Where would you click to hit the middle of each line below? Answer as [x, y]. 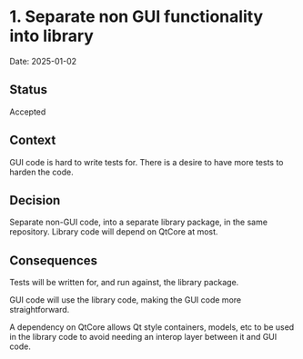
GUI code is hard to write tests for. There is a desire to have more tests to [146, 162]
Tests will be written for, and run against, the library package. [124, 283]
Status [29, 90]
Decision [35, 200]
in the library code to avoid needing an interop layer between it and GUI [143, 337]
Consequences [54, 260]
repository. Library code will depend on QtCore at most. [114, 232]
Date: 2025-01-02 [43, 61]
